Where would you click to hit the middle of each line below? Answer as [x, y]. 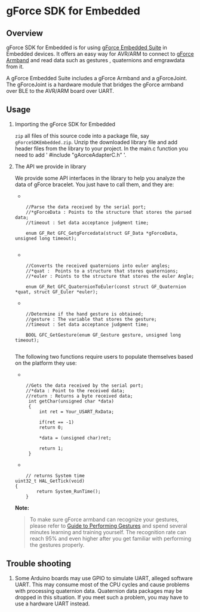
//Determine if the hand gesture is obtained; [85, 314]
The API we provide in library [50, 166]
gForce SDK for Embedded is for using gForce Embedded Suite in [87, 47]
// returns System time [55, 475]
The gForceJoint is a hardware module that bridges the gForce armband [95, 84]
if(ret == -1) [57, 422]
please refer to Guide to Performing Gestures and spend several [109, 526]
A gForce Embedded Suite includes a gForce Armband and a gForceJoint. [97, 78]
